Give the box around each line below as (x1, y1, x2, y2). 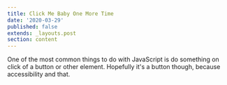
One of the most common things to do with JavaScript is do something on (7, 55, 220, 63)
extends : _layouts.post (7, 29, 77, 37)
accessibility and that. (7, 70, 71, 79)
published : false (7, 23, 58, 30)
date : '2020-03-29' (7, 17, 64, 24)
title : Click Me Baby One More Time (7, 10, 114, 17)
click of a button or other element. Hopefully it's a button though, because (7, 63, 221, 71)
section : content (7, 36, 58, 43)
